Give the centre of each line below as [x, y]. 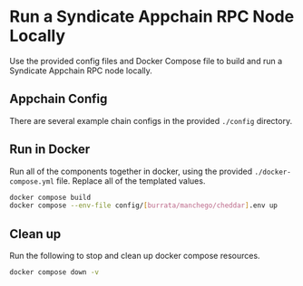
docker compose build [50, 197]
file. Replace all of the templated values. [131, 181]
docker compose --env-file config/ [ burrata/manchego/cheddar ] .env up [144, 205]
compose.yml [32, 181]
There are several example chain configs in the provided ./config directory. [151, 120]
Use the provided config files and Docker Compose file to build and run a [146, 61]
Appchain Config [59, 99]
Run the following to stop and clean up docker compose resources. [135, 256]
